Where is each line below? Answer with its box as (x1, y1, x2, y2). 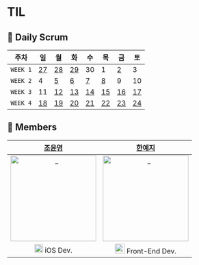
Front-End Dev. (126, 246, 176, 255)
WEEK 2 (10, 77, 32, 84)
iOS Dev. (44, 246, 73, 255)
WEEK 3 (10, 88, 32, 96)
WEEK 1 (10, 66, 32, 73)
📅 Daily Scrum (7, 31, 68, 43)
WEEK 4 (10, 99, 32, 107)
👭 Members (7, 121, 57, 134)
